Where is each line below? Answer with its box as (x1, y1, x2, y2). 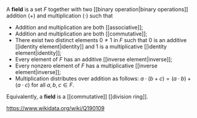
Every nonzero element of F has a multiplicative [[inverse (15, 62, 158, 69)
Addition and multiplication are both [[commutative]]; (15, 30, 147, 37)
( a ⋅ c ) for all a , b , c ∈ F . (15, 81, 75, 88)
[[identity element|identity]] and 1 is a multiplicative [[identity (15, 43, 167, 50)
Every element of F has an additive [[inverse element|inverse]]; (15, 56, 173, 63)
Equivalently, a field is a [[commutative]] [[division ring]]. (6, 93, 149, 100)
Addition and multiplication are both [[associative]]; (15, 24, 144, 31)
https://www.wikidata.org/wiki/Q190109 (6, 105, 105, 111)
